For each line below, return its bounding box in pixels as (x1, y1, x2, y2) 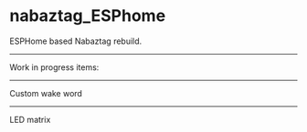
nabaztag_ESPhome (9, 5, 166, 26)
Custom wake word (9, 87, 82, 98)
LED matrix (9, 114, 51, 125)
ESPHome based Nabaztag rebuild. (9, 36, 143, 46)
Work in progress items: (9, 61, 100, 73)
